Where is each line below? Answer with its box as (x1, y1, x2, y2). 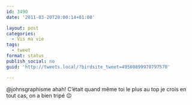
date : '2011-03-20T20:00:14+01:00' (6, 14, 95, 20)
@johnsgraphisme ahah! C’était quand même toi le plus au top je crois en (6, 85, 187, 92)
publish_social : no (6, 58, 55, 64)
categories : (6, 30, 36, 36)
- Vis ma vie (11, 36, 44, 42)
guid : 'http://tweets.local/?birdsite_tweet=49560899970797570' (6, 64, 170, 70)
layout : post (6, 25, 39, 31)
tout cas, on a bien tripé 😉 (6, 92, 72, 99)
